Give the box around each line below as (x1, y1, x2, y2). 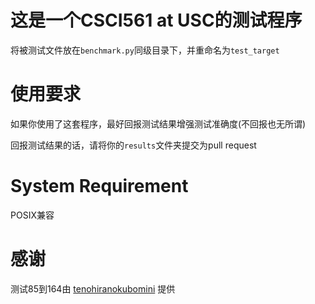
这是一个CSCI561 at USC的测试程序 (10, 9, 303, 32)
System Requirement (10, 175, 189, 198)
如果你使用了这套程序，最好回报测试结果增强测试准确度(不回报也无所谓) (10, 117, 307, 130)
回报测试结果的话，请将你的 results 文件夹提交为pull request (10, 139, 257, 151)
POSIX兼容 (10, 209, 55, 221)
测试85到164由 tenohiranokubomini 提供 (10, 282, 176, 295)
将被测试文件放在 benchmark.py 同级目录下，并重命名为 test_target (10, 44, 280, 56)
